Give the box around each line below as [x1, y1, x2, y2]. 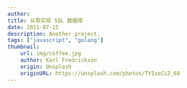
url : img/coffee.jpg [20, 50, 81, 57]
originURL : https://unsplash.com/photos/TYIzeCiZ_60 [20, 70, 181, 77]
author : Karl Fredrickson [20, 57, 98, 64]
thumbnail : [7, 43, 40, 50]
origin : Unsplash [20, 63, 72, 70]
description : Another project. [7, 30, 101, 38]
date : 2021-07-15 [7, 23, 59, 31]
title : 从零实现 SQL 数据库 [7, 17, 84, 24]
